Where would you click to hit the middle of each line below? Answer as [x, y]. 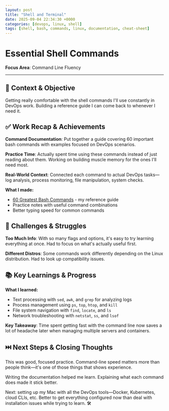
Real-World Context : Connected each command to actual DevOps [74, 174]
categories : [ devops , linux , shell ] [44, 24]
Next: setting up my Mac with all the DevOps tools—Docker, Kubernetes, [80, 392]
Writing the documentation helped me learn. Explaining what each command [84, 377]
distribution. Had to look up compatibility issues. [55, 259]
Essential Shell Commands [62, 54]
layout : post [19, 10]
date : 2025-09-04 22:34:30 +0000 [40, 19]
